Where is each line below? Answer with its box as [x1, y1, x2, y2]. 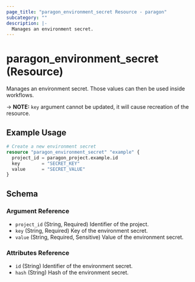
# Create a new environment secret [6, 143, 97, 150]
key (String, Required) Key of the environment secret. [15, 227, 148, 234]
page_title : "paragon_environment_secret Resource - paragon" [6, 9, 167, 15]
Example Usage [6, 127, 67, 137]
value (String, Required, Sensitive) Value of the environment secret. [15, 233, 184, 241]
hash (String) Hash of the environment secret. [15, 269, 129, 277]
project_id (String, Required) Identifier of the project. [15, 220, 149, 228]
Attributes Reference [6, 249, 70, 257]
